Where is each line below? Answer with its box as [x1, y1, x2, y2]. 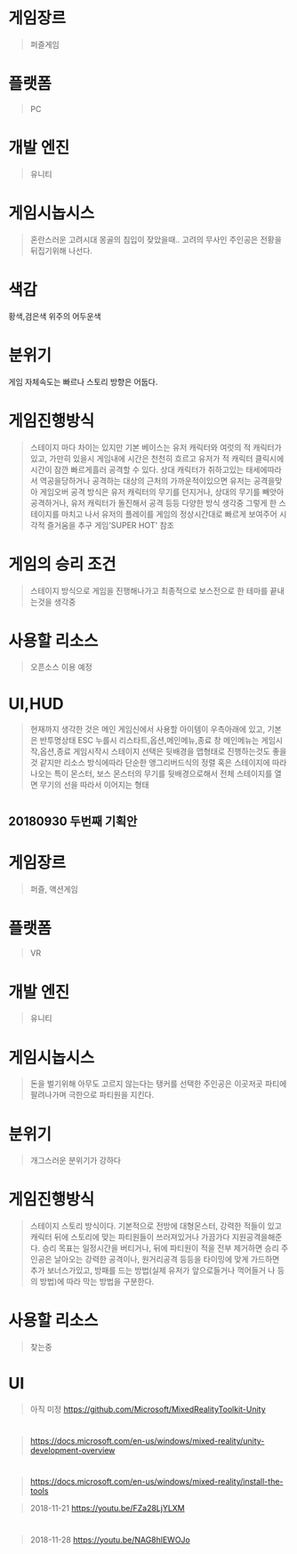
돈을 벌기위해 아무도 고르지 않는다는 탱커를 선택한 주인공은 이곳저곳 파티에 [29, 1078, 287, 1089]
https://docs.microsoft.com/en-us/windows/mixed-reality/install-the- [29, 1477, 284, 1487]
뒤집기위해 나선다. [29, 245, 92, 256]
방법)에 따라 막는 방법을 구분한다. [39, 1277, 155, 1287]
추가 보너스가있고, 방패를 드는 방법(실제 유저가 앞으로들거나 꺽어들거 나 [29, 1265, 276, 1276]
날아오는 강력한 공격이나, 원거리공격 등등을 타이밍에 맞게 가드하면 [53, 1254, 280, 1265]
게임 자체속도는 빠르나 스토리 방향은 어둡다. [8, 376, 158, 387]
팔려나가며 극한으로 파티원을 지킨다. [29, 1090, 155, 1101]
